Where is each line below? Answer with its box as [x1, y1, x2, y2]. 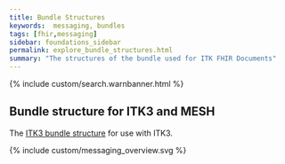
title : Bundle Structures [9, 12, 105, 22]
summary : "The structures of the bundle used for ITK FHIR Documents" [9, 54, 277, 63]
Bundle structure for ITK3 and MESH [9, 104, 216, 120]
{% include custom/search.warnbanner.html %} [9, 79, 184, 89]
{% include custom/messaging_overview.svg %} [9, 144, 187, 155]
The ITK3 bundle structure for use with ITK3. [9, 128, 174, 138]
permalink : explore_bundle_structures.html [9, 46, 174, 55]
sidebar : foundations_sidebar [9, 37, 122, 47]
